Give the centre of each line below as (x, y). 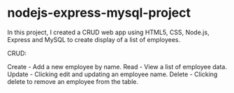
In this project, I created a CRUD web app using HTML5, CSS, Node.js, (108, 32)
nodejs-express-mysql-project (99, 13)
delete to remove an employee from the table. (73, 81)
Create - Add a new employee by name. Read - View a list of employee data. (117, 66)
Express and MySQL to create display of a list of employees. (94, 39)
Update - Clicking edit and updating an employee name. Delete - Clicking (112, 74)
